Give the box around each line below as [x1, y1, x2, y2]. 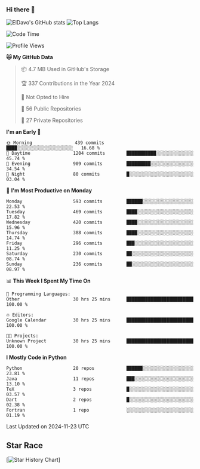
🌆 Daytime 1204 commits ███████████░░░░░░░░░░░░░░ [6, 151, 194, 157]
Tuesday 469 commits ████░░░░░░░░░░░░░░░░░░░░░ [6, 209, 194, 215]
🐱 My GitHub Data [6, 54, 54, 61]
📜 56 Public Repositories [20, 105, 82, 112]
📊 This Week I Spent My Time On [6, 277, 91, 284]
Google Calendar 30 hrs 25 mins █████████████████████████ [6, 317, 194, 323]
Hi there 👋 [6, 5, 36, 14]
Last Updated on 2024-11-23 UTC [6, 423, 90, 430]
